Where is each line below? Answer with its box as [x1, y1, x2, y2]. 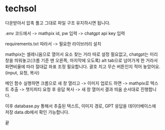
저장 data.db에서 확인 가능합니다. [5, 109, 70, 115]
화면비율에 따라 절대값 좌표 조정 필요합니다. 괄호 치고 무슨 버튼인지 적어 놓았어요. [5, 64, 161, 69]
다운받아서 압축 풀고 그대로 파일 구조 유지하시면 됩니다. [5, 20, 111, 26]
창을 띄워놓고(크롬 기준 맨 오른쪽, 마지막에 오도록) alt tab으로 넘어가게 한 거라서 [5, 57, 158, 63]
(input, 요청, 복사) [5, 69, 40, 75]
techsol [5, 3, 37, 14]
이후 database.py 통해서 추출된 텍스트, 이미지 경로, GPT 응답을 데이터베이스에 [5, 103, 157, 109]
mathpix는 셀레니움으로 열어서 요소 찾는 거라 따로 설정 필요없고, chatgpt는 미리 [5, 51, 158, 57]
